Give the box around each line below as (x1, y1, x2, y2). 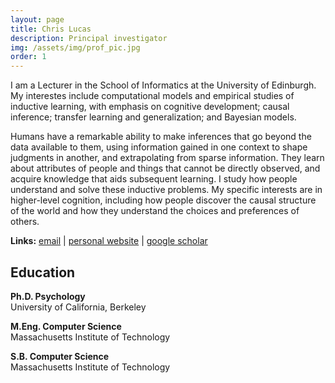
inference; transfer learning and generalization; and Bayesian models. (10, 111, 297, 123)
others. (10, 216, 40, 228)
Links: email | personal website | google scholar (10, 235, 208, 247)
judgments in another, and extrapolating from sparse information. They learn (10, 152, 325, 164)
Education (10, 264, 76, 281)
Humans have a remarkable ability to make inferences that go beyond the (10, 131, 312, 143)
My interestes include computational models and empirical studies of (10, 90, 295, 102)
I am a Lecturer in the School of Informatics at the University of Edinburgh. (10, 79, 317, 91)
